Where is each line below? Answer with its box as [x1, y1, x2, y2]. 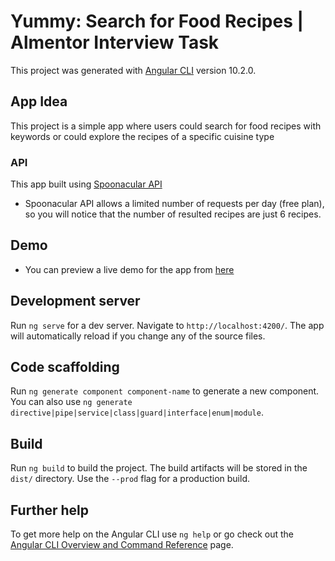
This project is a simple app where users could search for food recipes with [10, 120, 322, 132]
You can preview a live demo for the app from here [24, 263, 235, 275]
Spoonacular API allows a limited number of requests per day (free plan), [24, 198, 325, 210]
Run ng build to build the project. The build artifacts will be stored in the [10, 462, 308, 474]
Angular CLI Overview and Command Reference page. [10, 539, 234, 551]
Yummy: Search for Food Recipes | [10, 10, 304, 33]
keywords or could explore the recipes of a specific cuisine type [10, 130, 275, 142]
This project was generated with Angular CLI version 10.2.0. [10, 64, 257, 76]
